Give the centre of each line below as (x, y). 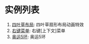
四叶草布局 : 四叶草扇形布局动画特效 (48, 24)
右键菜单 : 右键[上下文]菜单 (38, 30)
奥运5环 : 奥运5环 (29, 37)
